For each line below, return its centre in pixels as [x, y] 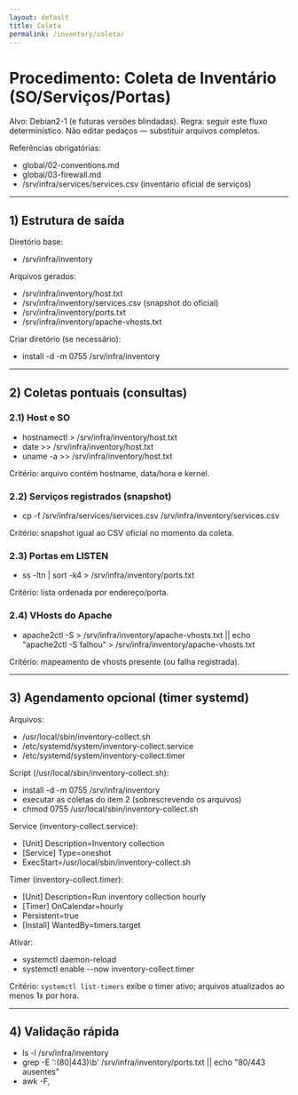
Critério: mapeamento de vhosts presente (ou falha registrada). [125, 661]
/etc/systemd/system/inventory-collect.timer [104, 755]
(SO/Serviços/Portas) [90, 96]
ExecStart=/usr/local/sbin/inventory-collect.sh [106, 862]
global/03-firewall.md [62, 175]
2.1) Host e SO [40, 418]
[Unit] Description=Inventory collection [93, 843]
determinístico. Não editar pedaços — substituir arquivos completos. [134, 131]
